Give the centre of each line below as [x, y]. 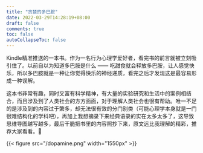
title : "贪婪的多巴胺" [32, 12]
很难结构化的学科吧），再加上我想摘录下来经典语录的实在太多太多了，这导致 [100, 116]
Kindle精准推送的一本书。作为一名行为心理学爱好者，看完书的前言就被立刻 [99, 58]
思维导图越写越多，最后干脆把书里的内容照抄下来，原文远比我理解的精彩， [99, 124]
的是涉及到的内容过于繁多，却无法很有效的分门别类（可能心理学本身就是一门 [101, 109]
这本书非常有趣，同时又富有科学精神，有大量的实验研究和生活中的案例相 [96, 93]
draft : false [23, 23]
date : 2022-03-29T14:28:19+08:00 [48, 18]
